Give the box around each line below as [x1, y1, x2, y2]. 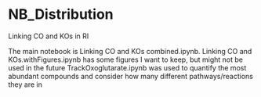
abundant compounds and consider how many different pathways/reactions [8, 71, 253, 81]
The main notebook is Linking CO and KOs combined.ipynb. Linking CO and [8, 46, 252, 56]
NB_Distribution [8, 5, 114, 23]
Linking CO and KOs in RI [8, 31, 89, 41]
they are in [8, 80, 43, 89]
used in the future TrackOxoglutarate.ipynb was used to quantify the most [8, 63, 247, 72]
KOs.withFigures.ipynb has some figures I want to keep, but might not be [8, 55, 243, 64]
